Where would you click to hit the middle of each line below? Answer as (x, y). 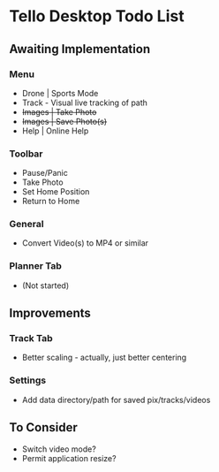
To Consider (43, 427)
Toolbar (26, 154)
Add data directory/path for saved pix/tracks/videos (116, 400)
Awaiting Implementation (80, 49)
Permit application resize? (69, 458)
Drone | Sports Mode (60, 93)
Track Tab (31, 339)
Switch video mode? (59, 449)
